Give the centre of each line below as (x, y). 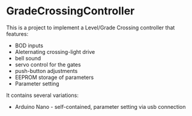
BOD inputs (29, 45)
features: (17, 33)
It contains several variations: (43, 95)
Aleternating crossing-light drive (55, 51)
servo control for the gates (48, 65)
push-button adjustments (46, 71)
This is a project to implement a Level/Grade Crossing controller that (91, 28)
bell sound (28, 58)
